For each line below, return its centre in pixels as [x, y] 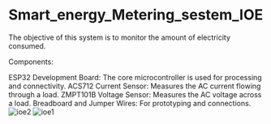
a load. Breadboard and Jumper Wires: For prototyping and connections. [130, 103]
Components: [31, 62]
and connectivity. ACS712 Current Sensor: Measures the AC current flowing [135, 86]
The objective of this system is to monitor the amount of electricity [120, 37]
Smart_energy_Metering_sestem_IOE [136, 15]
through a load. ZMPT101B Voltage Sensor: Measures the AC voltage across [135, 94]
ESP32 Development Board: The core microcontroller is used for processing [135, 77]
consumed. [27, 45]
